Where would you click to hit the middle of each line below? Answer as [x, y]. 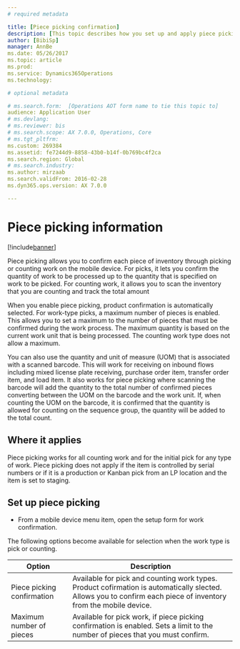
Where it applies [45, 440]
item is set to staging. [39, 480]
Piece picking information [85, 227]
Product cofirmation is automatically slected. [147, 588]
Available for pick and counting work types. [145, 578]
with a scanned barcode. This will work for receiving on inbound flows [111, 365]
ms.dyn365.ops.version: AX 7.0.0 [57, 186]
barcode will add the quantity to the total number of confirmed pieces [110, 387]
